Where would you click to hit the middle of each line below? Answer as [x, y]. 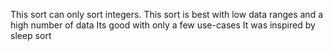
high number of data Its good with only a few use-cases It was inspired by [163, 25]
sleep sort [31, 35]
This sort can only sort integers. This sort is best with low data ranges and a [167, 14]
